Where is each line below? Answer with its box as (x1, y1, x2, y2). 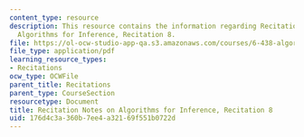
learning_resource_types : (9, 55, 107, 64)
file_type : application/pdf (9, 47, 116, 56)
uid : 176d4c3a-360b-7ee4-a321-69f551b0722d (9, 114, 176, 123)
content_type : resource (9, 13, 100, 23)
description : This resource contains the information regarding (9, 22, 257, 31)
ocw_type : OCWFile (9, 72, 79, 81)
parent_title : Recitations (9, 80, 111, 89)
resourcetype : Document (9, 96, 100, 106)
